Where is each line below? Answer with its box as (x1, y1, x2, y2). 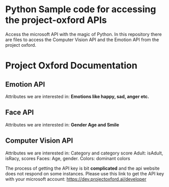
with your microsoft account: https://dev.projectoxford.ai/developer (5, 176, 147, 182)
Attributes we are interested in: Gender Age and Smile (5, 121, 120, 128)
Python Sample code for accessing (5, 4, 156, 15)
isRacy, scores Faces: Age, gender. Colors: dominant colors (5, 155, 131, 161)
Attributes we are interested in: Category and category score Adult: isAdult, (5, 150, 163, 156)
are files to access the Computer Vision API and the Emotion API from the (5, 37, 159, 43)
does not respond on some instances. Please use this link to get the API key (5, 170, 164, 176)
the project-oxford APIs (5, 14, 107, 26)
